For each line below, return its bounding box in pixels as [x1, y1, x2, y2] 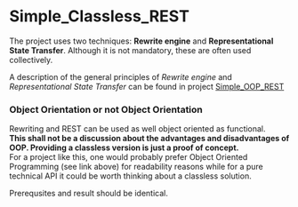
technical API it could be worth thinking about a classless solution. [9, 171, 252, 181]
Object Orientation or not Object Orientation [9, 103, 203, 115]
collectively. [9, 54, 53, 65]
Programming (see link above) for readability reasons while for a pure [9, 162, 264, 172]
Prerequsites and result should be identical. [9, 188, 169, 199]
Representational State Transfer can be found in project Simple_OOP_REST [9, 81, 285, 92]
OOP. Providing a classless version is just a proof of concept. [9, 142, 239, 153]
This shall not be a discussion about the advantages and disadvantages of [9, 133, 290, 144]
